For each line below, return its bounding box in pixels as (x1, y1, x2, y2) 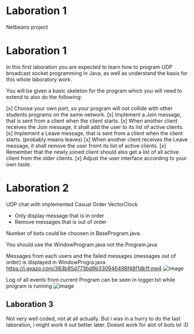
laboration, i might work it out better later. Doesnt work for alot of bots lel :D (6, 321, 189, 328)
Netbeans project (6, 23, 48, 30)
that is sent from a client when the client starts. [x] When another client (6, 117, 178, 124)
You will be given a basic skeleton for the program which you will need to (6, 87, 183, 94)
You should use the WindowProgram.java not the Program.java (6, 241, 157, 248)
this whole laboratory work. (6, 76, 72, 83)
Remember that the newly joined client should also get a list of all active (6, 148, 179, 155)
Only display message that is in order (14, 212, 104, 219)
